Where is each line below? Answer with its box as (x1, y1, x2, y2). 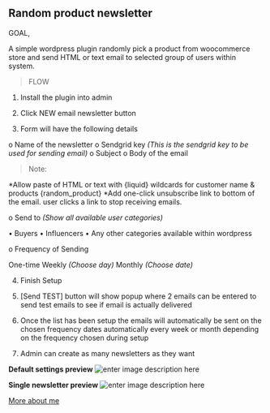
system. (8, 61, 35, 71)
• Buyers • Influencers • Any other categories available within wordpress (8, 228, 253, 238)
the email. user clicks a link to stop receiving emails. (8, 196, 182, 206)
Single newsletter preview (8, 380, 99, 389)
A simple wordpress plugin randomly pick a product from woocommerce (8, 44, 251, 54)
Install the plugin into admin (19, 92, 113, 102)
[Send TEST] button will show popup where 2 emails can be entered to (19, 291, 257, 301)
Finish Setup (19, 275, 62, 285)
